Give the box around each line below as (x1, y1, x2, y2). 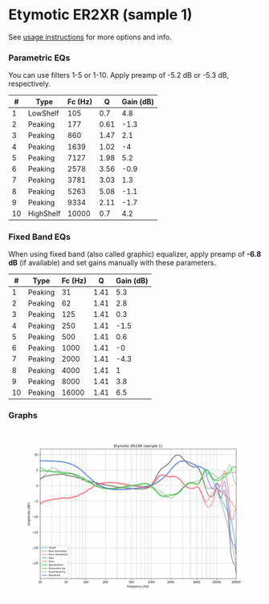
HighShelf (27, 209, 61, 218)
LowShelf (27, 108, 59, 118)
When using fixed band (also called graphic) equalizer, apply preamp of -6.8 (8, 249, 262, 259)
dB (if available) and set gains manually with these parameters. (8, 258, 217, 268)
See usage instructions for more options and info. (8, 32, 173, 42)
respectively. (8, 79, 51, 89)
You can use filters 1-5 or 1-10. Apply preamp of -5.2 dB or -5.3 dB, (8, 71, 230, 80)
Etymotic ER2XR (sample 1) (8, 6, 193, 24)
